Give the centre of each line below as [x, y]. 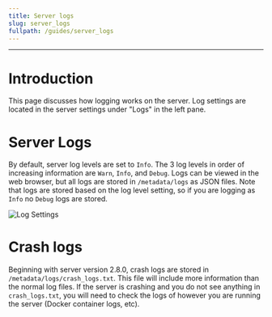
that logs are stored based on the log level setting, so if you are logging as [132, 190]
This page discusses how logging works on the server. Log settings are [127, 101]
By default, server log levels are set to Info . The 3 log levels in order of [127, 165]
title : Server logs [41, 16]
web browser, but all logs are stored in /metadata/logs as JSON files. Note [132, 182]
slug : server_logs [39, 23]
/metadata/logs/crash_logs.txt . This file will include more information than [134, 278]
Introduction [51, 78]
